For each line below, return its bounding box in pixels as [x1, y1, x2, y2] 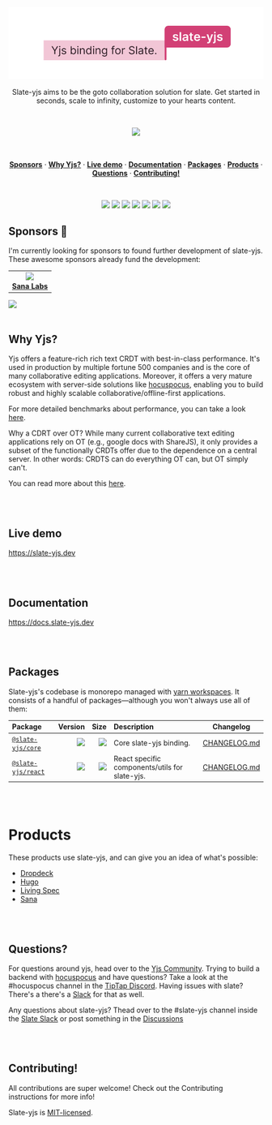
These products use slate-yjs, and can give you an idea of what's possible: [8, 852, 259, 862]
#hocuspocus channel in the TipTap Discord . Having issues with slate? [8, 981, 244, 991]
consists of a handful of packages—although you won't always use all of [8, 695, 251, 705]
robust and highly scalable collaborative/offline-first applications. [8, 389, 226, 398]
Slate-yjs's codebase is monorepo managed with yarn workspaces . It [8, 686, 240, 696]
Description [113, 722, 155, 732]
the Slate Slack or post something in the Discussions [8, 1014, 184, 1024]
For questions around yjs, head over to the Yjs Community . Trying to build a [8, 964, 261, 973]
